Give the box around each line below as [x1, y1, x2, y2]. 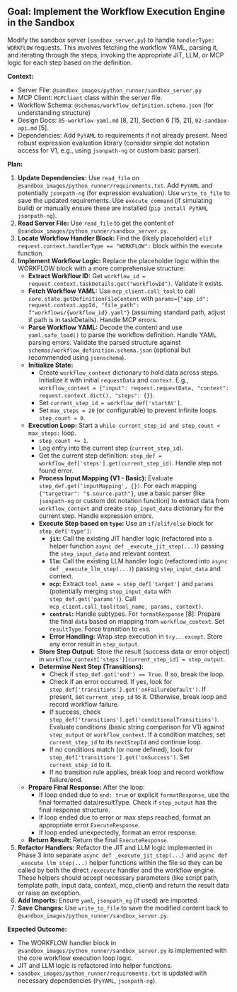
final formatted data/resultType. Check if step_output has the [38, 798, 217, 806]
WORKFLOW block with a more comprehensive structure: [17, 264, 185, 272]
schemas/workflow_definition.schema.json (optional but [28, 346, 191, 354]
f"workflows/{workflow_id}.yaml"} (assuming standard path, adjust [28, 308, 226, 316]
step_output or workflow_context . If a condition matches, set [49, 730, 226, 739]
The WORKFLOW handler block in [17, 938, 117, 947]
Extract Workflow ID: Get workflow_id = [28, 271, 146, 280]
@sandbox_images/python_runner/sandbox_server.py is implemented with [17, 946, 228, 954]
